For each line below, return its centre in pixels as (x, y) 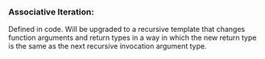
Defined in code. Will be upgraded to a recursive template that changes (127, 29)
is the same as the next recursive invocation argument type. (108, 46)
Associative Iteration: (51, 12)
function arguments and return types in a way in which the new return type (132, 37)
